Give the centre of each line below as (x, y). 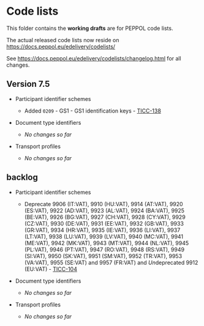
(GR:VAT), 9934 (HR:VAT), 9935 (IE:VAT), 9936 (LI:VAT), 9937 (102, 230)
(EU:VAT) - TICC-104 (51, 269)
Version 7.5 (28, 84)
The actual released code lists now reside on (63, 40)
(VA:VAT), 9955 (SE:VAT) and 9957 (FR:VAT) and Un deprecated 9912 (111, 262)
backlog (22, 178)
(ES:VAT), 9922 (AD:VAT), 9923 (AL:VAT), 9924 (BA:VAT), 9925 (104, 210)
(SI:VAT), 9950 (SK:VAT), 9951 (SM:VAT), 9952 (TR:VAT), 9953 (103, 256)
